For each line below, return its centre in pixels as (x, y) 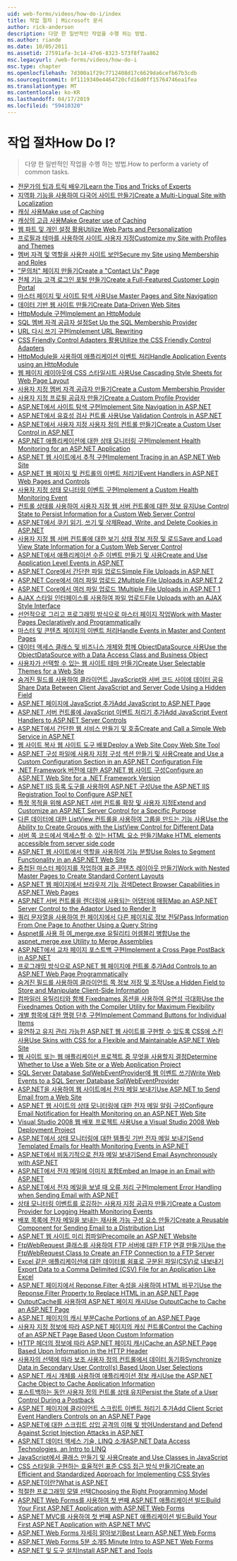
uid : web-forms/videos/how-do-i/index (64, 14)
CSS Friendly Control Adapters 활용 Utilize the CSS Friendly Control (114, 340)
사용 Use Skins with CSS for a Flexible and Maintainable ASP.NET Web (119, 1040)
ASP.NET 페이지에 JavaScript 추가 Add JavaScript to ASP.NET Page (114, 703)
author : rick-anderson (41, 27)
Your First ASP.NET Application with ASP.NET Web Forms (101, 1508)
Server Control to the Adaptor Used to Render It (87, 908)
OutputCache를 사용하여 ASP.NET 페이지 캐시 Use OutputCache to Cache (122, 1301)
